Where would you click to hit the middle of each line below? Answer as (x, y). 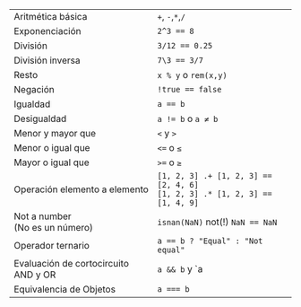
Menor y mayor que (55, 133)
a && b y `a (180, 269)
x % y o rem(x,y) (192, 75)
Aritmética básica (51, 17)
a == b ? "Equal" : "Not (210, 241)
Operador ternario (52, 246)
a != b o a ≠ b (188, 118)
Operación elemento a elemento (82, 189)
